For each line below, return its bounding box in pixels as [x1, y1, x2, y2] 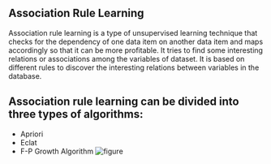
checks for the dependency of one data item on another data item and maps [8, 37, 264, 46]
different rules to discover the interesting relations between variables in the [8, 63, 260, 72]
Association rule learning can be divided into [8, 95, 239, 109]
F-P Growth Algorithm [19, 146, 94, 156]
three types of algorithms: [8, 107, 144, 121]
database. [8, 71, 42, 80]
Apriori [19, 129, 44, 139]
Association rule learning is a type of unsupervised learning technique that [8, 28, 258, 37]
